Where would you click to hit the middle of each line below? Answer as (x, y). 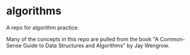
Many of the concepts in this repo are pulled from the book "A (82, 39)
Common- (172, 39)
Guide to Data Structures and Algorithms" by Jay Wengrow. (96, 45)
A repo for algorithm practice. (43, 27)
